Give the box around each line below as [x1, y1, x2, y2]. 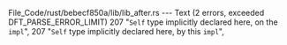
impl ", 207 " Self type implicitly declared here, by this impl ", [8, 26, 224, 36]
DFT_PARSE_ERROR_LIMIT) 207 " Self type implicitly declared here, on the [8, 17, 279, 27]
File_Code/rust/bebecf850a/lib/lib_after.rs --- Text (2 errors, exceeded [8, 8, 265, 18]
